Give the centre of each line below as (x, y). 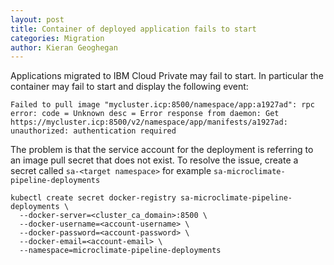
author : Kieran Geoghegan (64, 47)
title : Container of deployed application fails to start (133, 29)
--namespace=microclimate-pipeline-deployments (120, 251)
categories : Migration (57, 38)
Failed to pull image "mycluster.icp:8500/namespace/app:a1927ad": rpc (162, 105)
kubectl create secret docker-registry (93, 198)
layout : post (37, 19)
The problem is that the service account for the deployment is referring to (162, 150)
